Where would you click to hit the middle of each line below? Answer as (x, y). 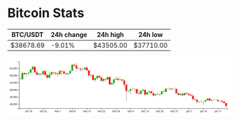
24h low (150, 35)
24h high (110, 35)
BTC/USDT (28, 35)
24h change (69, 35)
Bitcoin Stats (46, 13)
